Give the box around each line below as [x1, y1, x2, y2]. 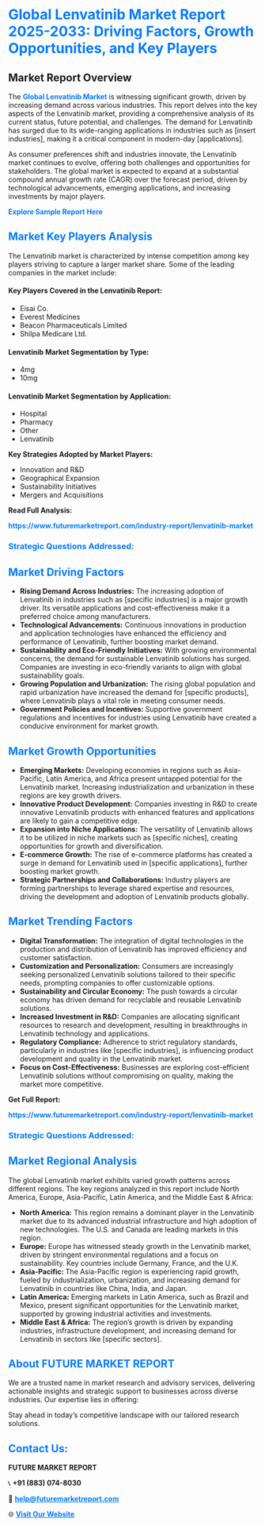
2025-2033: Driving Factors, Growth [8, 22, 255, 40]
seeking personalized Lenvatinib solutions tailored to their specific [19, 970, 236, 979]
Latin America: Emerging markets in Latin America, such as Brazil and [19, 1292, 249, 1301]
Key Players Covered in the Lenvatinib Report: [8, 286, 163, 295]
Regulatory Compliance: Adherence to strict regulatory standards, [19, 1037, 238, 1047]
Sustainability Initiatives [19, 482, 97, 491]
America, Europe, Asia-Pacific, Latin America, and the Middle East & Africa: [8, 1192, 254, 1201]
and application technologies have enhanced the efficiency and [19, 628, 227, 638]
